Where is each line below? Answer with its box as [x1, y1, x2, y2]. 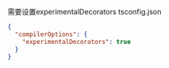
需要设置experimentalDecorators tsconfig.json [7, 7, 162, 16]
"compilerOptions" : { [15, 30, 88, 38]
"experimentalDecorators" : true [22, 38, 131, 46]
